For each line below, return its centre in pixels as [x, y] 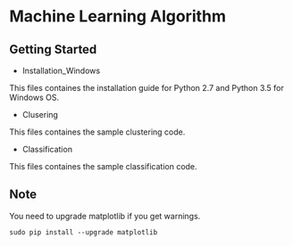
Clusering [40, 115]
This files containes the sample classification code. [104, 166]
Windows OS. [34, 97]
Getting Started [53, 49]
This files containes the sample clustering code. [97, 132]
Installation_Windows [61, 70]
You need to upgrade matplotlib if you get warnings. [105, 216]
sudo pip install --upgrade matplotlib [84, 232]
